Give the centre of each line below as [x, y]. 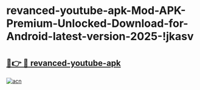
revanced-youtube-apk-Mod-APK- [96, 11]
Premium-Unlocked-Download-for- [97, 23]
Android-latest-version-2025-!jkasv [100, 36]
